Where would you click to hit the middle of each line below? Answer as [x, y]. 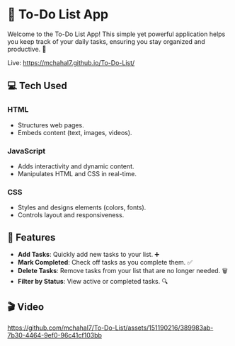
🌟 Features [31, 237]
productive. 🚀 [27, 49]
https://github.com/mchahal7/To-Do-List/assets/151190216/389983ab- [110, 328]
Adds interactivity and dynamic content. [76, 166]
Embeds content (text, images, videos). [75, 132]
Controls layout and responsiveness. [71, 215]
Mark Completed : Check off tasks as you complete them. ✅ [105, 263]
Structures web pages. [51, 125]
